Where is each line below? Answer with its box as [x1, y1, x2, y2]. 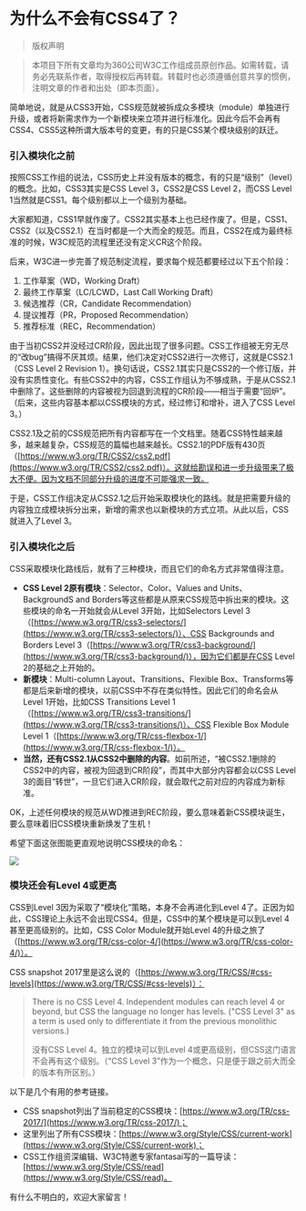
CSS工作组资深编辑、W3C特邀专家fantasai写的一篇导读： [22, 1151, 240, 1162]
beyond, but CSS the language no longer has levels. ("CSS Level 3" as [31, 1005, 296, 1016]
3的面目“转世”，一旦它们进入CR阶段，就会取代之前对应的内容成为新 [22, 776, 278, 787]
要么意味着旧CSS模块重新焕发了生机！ [9, 818, 154, 829]
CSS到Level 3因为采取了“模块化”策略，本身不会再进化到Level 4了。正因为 [9, 901, 287, 912]
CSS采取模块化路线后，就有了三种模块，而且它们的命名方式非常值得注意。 [9, 563, 290, 574]
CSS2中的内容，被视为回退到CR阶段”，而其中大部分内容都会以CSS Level [22, 764, 297, 775]
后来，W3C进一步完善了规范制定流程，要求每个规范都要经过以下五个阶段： [9, 256, 291, 267]
